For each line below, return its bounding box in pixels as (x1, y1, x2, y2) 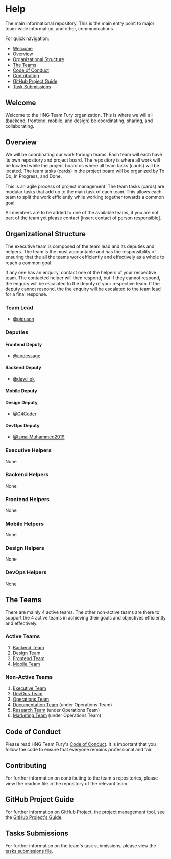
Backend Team (12, 644, 44, 650)
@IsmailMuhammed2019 (12, 434, 65, 440)
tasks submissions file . (5, 848, 54, 854)
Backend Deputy (5, 365, 42, 371)
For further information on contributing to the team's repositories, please (5, 775, 158, 781)
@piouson (12, 316, 35, 322)
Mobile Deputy (5, 388, 37, 394)
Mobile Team (12, 661, 40, 667)
